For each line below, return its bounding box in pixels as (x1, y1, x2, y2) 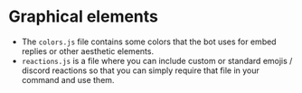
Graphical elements (8, 6, 159, 27)
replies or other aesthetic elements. (21, 45, 155, 56)
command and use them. (21, 74, 115, 85)
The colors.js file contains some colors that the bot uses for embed (21, 36, 277, 47)
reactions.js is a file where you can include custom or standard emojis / (21, 55, 293, 66)
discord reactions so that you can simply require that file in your (21, 65, 260, 76)
